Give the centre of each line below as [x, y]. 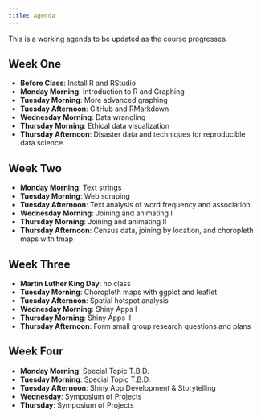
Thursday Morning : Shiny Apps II [75, 318]
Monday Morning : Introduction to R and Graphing [102, 92]
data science [41, 143]
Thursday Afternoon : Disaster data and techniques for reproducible [133, 134]
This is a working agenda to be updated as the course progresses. [118, 39]
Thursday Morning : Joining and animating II [93, 222]
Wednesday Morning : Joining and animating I [96, 213]
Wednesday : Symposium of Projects [81, 396]
